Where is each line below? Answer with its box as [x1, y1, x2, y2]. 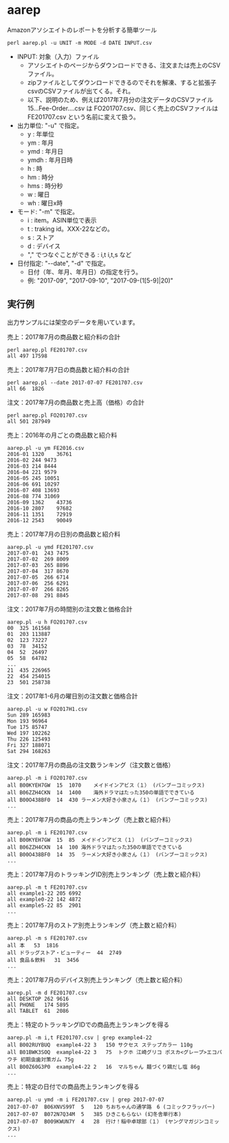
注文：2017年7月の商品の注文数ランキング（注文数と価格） [7, 761, 175, 769]
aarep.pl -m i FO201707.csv [7, 774, 88, 781]
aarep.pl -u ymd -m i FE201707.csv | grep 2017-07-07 [7, 1096, 165, 1103]
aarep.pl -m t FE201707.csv [7, 884, 88, 891]
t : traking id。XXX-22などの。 [27, 225, 113, 233]
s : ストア [27, 233, 54, 241]
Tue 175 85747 [7, 723, 48, 730]
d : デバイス [27, 242, 61, 250]
